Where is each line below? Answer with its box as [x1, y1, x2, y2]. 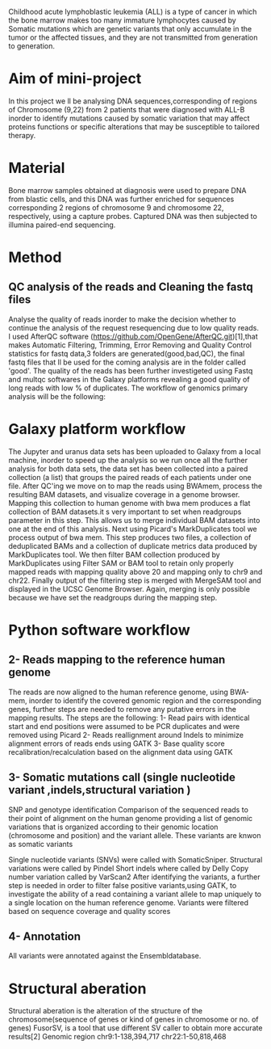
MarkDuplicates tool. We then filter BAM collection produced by [8, 550, 220, 559]
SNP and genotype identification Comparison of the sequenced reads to [8, 804, 248, 815]
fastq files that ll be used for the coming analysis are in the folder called [8, 357, 246, 367]
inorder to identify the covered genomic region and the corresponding [28, 695, 262, 706]
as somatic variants [8, 839, 73, 849]
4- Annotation [8, 929, 81, 944]
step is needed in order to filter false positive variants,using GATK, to [8, 880, 237, 890]
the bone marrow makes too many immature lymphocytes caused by [8, 15, 236, 25]
